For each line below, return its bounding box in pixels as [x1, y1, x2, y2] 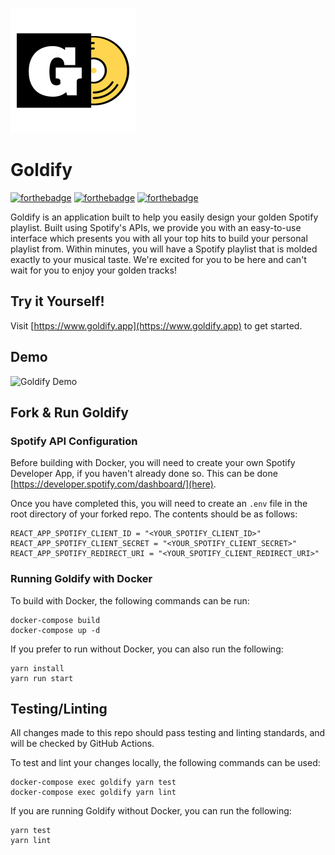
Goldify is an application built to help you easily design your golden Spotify [10, 211, 319, 223]
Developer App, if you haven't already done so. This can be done [10, 468, 278, 480]
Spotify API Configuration [10, 434, 138, 448]
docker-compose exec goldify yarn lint [10, 788, 177, 798]
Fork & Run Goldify [10, 404, 129, 421]
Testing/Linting [10, 700, 108, 717]
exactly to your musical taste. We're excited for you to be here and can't [10, 253, 307, 265]
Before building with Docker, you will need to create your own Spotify [10, 457, 296, 469]
